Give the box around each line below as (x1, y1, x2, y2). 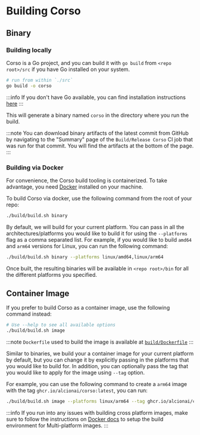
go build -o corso (6, 82, 52, 89)
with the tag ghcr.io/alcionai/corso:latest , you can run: (6, 387, 148, 394)
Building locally (6, 46, 52, 54)
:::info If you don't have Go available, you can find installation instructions (6, 94, 186, 101)
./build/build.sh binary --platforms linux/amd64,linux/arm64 (6, 254, 164, 260)
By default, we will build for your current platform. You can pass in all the (6, 223, 185, 230)
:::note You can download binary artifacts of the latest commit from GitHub (6, 129, 189, 137)
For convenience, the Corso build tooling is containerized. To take (6, 177, 168, 184)
